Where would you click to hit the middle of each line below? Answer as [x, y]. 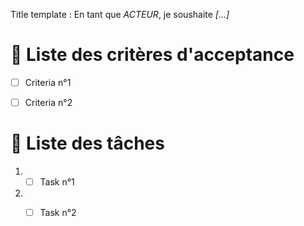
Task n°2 [58, 213]
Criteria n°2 [48, 102]
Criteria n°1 [48, 82]
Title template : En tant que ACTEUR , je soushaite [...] [120, 14]
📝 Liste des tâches [87, 143]
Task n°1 [57, 182]
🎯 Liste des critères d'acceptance [152, 55]
